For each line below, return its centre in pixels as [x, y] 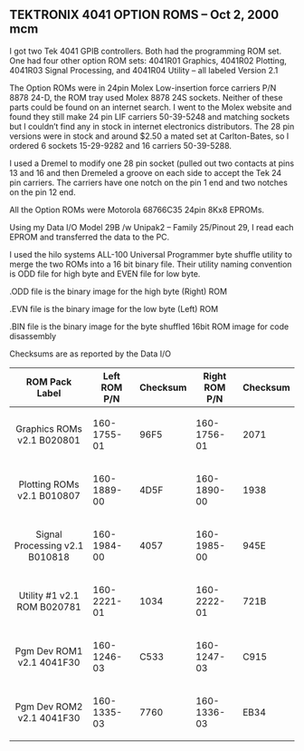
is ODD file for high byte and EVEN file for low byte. [105, 273]
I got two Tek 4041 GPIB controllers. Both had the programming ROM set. [146, 51]
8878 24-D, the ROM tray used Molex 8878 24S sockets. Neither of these [146, 97]
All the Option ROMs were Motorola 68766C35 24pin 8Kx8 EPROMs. [137, 210]
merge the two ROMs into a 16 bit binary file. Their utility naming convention [151, 264]
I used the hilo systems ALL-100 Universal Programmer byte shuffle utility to [151, 254]
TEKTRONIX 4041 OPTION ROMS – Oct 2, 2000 [144, 15]
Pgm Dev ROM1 [49, 650]
